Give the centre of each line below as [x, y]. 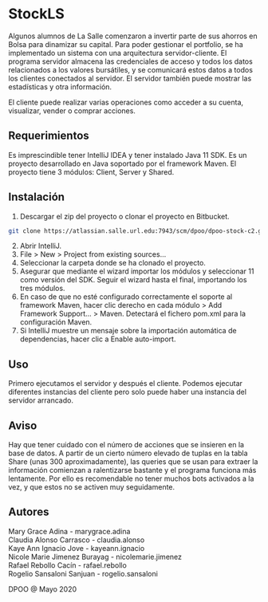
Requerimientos [49, 136]
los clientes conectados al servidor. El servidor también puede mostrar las [130, 78]
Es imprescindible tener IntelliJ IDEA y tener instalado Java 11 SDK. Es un [128, 155]
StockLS [37, 14]
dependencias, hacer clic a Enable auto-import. [98, 339]
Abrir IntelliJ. [41, 246]
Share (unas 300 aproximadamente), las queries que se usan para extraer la [133, 462]
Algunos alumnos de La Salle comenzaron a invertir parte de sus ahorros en [133, 36]
